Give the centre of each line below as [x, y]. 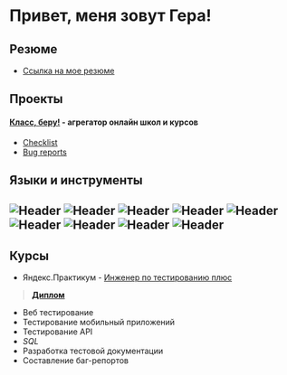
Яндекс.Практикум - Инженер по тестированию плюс [127, 277]
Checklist [40, 142]
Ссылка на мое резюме [68, 70]
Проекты [36, 99]
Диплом [48, 295]
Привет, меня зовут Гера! [110, 16]
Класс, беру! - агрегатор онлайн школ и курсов [104, 122]
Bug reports [45, 152]
